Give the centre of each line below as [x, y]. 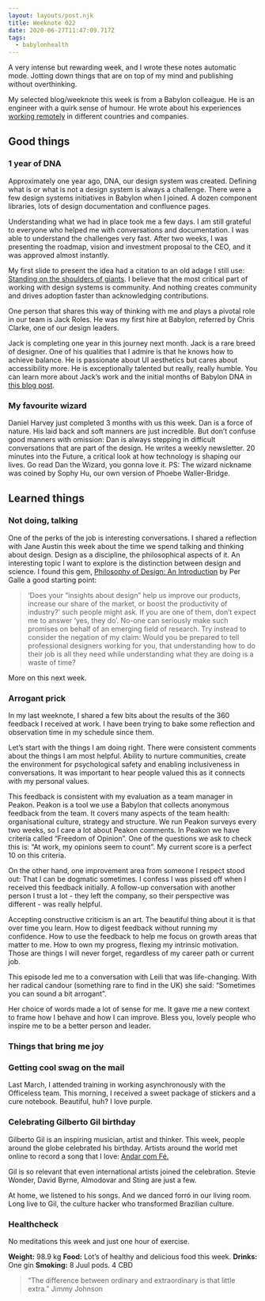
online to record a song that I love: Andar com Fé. [89, 1156]
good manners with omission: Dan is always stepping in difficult [112, 440]
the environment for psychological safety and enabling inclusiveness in [124, 765]
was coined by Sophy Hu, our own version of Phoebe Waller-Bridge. [119, 473]
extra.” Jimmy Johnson [65, 1288]
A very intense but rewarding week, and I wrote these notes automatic [123, 67]
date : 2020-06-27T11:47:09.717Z [61, 30]
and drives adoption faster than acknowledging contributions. [109, 295]
